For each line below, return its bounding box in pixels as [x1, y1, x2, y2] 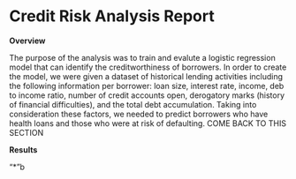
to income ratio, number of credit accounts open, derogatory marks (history [9, 90, 285, 101]
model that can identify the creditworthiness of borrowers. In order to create [9, 62, 287, 72]
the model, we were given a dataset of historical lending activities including [9, 71, 284, 81]
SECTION [9, 127, 44, 138]
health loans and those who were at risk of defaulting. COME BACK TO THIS [9, 117, 287, 129]
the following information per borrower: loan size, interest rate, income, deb [9, 80, 285, 91]
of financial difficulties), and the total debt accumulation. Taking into [9, 99, 257, 109]
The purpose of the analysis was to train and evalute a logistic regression [9, 52, 276, 63]
